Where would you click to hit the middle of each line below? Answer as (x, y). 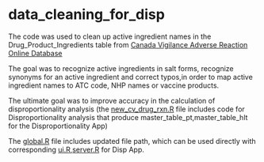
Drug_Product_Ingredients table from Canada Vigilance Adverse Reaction (128, 44)
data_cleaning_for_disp (86, 15)
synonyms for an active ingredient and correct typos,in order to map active (131, 77)
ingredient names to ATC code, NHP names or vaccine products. (114, 85)
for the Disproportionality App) (58, 126)
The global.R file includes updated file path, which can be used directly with (132, 141)
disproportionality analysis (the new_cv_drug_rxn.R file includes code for (127, 109)
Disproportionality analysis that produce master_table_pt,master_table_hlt (128, 117)
